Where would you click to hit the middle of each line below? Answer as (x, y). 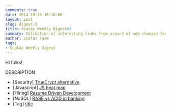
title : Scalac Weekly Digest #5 (38, 29)
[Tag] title (23, 104)
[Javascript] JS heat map (39, 88)
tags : (11, 43)
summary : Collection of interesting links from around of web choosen (82, 34)
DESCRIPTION (20, 72)
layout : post (19, 19)
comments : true (21, 10)
